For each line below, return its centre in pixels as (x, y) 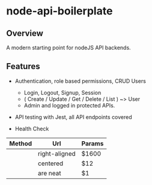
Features (23, 66)
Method (21, 144)
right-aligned (57, 153)
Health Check (32, 129)
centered (51, 163)
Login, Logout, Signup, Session (62, 92)
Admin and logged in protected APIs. (69, 105)
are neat (50, 173)
